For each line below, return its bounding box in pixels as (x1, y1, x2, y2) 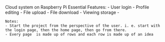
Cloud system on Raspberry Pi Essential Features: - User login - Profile (5, 4, 149, 10)
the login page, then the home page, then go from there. (5, 28, 127, 33)
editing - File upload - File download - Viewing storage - (5, 9, 120, 15)
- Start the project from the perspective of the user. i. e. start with (5, 23, 161, 28)
